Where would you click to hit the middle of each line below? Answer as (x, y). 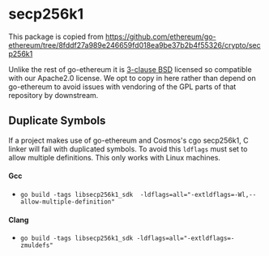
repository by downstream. (53, 95)
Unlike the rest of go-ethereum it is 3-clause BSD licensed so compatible (130, 69)
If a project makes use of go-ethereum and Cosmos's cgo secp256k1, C (128, 140)
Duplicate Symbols (57, 121)
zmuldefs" (37, 245)
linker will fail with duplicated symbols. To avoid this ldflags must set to (128, 149)
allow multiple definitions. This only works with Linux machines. (115, 157)
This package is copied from (56, 36)
